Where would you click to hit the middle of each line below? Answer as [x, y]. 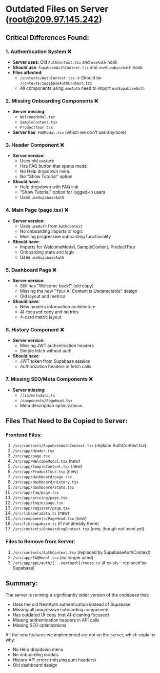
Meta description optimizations [51, 405]
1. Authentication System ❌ [39, 51]
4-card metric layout [40, 317]
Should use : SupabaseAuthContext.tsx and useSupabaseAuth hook [78, 67]
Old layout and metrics [42, 296]
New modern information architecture [58, 307]
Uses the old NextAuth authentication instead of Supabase [71, 604]
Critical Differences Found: [47, 37]
